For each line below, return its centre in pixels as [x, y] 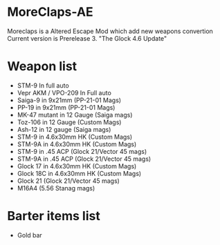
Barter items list [54, 216]
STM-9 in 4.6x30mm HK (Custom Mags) [75, 137]
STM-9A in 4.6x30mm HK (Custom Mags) [77, 144]
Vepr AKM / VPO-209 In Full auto [64, 92]
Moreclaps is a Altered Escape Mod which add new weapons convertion [110, 31]
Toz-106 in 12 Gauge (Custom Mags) [69, 122]
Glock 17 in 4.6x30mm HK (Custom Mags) [77, 166]
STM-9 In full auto [43, 85]
